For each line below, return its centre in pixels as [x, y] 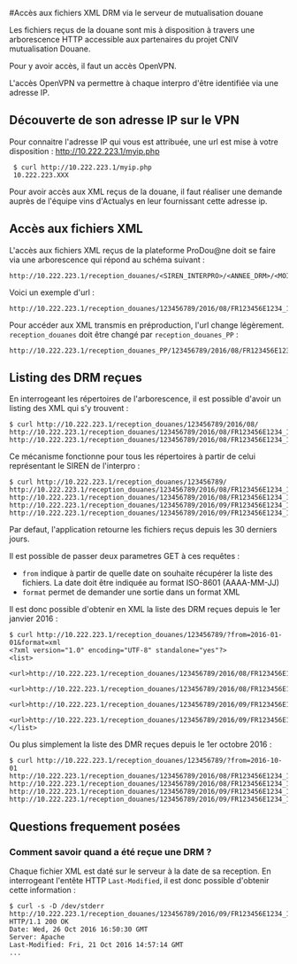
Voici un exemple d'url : [52, 292]
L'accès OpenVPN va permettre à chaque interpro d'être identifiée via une [144, 83]
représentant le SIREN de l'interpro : [75, 466]
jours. [19, 539]
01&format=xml [35, 643]
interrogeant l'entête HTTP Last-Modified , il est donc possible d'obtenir [139, 881]
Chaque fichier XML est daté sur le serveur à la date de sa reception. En [140, 871]
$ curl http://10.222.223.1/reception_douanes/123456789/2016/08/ [134, 424]
